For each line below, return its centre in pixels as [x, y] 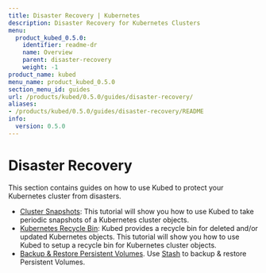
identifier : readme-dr [60, 45]
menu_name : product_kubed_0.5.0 [62, 82]
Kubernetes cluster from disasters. [65, 196]
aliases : [23, 104]
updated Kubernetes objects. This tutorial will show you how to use [129, 236]
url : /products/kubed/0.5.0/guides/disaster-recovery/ [101, 97]
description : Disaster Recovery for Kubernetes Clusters [104, 23]
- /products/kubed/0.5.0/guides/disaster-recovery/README [106, 112]
